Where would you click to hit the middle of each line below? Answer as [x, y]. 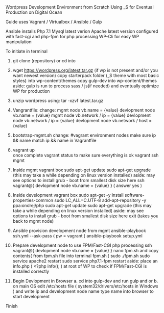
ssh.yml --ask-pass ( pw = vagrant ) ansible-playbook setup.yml [77, 236]
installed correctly [31, 271]
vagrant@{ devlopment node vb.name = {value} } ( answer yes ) [77, 185]
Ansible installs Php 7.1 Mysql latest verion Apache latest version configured [82, 31]
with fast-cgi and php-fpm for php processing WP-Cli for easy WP [72, 37]
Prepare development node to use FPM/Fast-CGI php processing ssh [82, 245]
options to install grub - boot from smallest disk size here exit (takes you [85, 216]
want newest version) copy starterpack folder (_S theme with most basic [86, 75]
